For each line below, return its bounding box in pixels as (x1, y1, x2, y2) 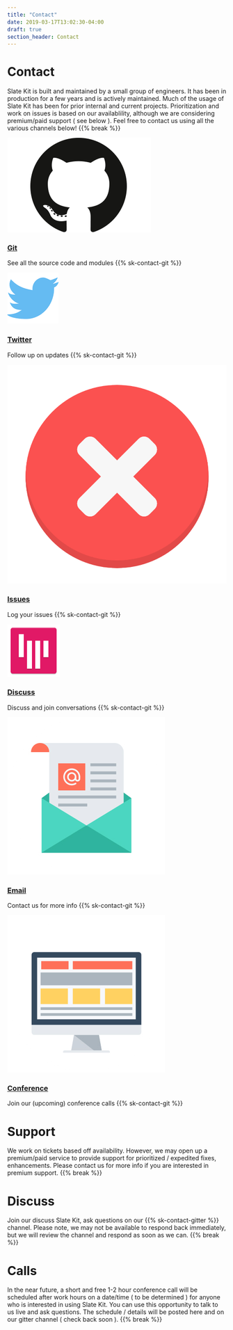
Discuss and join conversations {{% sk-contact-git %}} (7, 703, 165, 712)
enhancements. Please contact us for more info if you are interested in (7, 1162, 209, 1170)
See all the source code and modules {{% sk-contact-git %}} (7, 259, 182, 267)
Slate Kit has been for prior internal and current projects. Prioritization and (7, 102, 219, 111)
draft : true (7, 26, 42, 33)
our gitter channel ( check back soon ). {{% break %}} (7, 1315, 162, 1324)
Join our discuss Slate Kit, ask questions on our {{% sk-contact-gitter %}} (7, 1216, 219, 1224)
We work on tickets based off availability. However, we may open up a (7, 1146, 208, 1155)
